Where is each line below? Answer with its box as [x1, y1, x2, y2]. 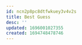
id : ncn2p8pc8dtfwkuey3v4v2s [6, 8, 77, 15]
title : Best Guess [6, 14, 51, 20]
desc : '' [6, 19, 27, 25]
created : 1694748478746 [6, 30, 64, 36]
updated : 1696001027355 [6, 25, 64, 31]
